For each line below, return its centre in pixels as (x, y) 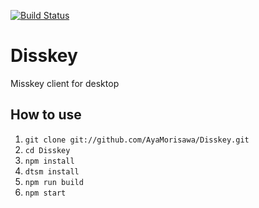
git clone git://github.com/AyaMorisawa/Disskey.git (137, 140)
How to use (46, 115)
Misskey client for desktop (65, 83)
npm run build (54, 182)
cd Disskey (47, 150)
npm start (45, 193)
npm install (49, 161)
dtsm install (52, 171)
